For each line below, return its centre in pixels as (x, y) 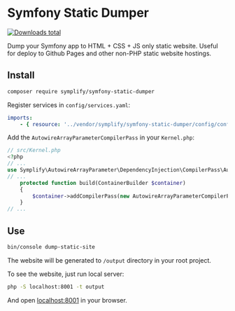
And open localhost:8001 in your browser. (67, 300)
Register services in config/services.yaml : (69, 105)
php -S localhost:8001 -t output (56, 286)
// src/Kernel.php (34, 151)
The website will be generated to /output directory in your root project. (109, 260)
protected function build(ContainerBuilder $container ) (103, 183)
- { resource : (40, 124)
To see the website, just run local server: (66, 274)
